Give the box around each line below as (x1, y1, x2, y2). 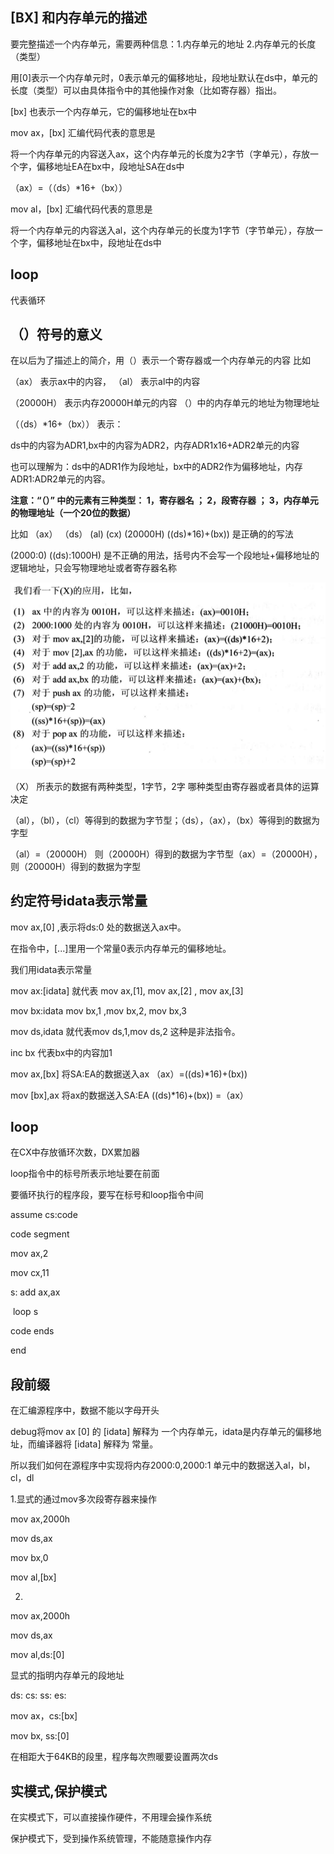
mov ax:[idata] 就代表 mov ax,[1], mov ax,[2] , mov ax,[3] (10, 984, 244, 997)
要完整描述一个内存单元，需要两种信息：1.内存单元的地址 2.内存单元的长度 (10, 38, 317, 50)
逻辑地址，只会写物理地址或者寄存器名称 (10, 562, 177, 574)
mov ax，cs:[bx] (10, 1710, 78, 1722)
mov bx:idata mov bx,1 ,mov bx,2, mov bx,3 (10, 1004, 188, 1017)
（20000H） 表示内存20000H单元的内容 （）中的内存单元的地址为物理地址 (10, 397, 320, 409)
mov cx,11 (10, 1267, 50, 1279)
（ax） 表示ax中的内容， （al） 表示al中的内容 (10, 376, 201, 388)
